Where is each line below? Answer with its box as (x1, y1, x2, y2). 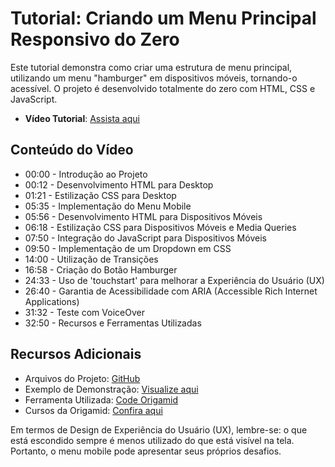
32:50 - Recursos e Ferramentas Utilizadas (24, 317, 202, 329)
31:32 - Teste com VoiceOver (24, 306, 145, 318)
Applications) (24, 295, 80, 307)
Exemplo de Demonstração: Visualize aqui (24, 383, 199, 395)
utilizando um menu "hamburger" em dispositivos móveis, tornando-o (10, 72, 298, 84)
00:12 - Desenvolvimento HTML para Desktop (24, 178, 214, 191)
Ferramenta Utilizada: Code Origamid (24, 393, 179, 406)
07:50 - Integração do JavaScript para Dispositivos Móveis (24, 232, 267, 244)
